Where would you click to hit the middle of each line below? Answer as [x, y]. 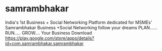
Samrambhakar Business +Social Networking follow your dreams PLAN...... [81, 27]
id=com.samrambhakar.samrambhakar [44, 43]
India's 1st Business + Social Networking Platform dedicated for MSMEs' [79, 22]
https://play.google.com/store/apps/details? [50, 38]
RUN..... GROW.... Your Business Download [49, 33]
